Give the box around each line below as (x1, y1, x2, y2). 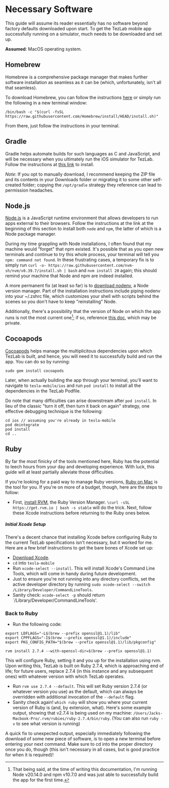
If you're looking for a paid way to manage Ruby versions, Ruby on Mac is (5, 479, 158, 485)
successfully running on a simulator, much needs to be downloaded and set (5, 31, 162, 37)
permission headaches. (5, 187, 54, 193)
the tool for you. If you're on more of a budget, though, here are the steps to (5, 484, 162, 490)
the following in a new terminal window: (5, 100, 88, 106)
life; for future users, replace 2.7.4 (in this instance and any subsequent (5, 668, 153, 674)
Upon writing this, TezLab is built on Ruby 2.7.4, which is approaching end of (5, 663, 164, 669)
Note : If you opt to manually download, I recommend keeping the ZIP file (5, 171, 155, 177)
